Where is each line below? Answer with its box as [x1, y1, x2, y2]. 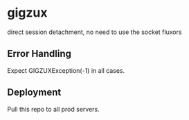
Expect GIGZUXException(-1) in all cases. [7, 66, 125, 74]
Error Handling [7, 48, 71, 60]
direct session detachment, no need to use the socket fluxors [7, 28, 182, 36]
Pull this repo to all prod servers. [7, 105, 100, 113]
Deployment [7, 87, 62, 98]
